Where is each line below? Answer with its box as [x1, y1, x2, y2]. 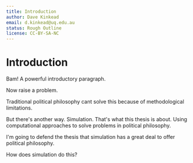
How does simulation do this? [6, 151, 78, 158]
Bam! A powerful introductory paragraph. [6, 75, 106, 82]
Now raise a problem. [6, 87, 58, 94]
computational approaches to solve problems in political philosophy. [6, 122, 171, 129]
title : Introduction [6, 8, 57, 15]
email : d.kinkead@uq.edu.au [6, 19, 75, 25]
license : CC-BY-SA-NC [6, 31, 59, 36]
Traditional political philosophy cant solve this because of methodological [6, 98, 184, 105]
